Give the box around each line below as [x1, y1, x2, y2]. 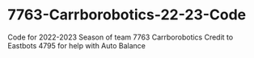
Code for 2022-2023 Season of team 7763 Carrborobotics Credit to [7, 32, 234, 42]
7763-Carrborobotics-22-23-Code [7, 6, 247, 24]
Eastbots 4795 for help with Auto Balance [7, 40, 146, 50]
